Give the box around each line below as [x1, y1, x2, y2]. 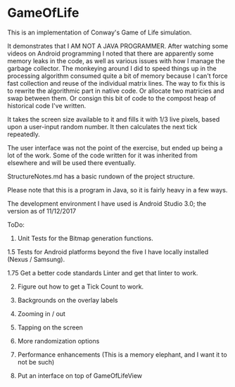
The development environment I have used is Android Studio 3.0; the [7, 199, 206, 208]
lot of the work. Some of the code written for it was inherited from [7, 151, 198, 159]
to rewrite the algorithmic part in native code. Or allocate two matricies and [7, 86, 224, 95]
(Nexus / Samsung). [7, 255, 65, 263]
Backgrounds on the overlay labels [17, 296, 118, 304]
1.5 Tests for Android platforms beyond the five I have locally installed [7, 247, 209, 256]
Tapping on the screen [17, 323, 83, 332]
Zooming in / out [17, 309, 65, 317]
